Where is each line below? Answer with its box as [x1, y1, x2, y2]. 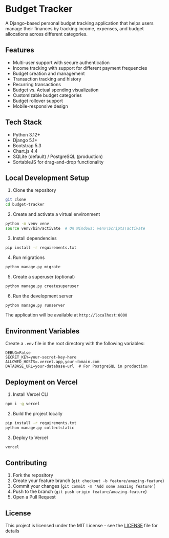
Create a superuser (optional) [12, 273, 75, 280]
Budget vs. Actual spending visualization [12, 87, 99, 93]
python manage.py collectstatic [5, 425, 74, 430]
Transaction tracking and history [12, 75, 81, 82]
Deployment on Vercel [5, 377, 78, 386]
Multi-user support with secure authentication [12, 59, 110, 66]
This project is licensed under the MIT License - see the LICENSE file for [5, 523, 158, 529]
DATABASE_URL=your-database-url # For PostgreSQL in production [5, 364, 147, 369]
